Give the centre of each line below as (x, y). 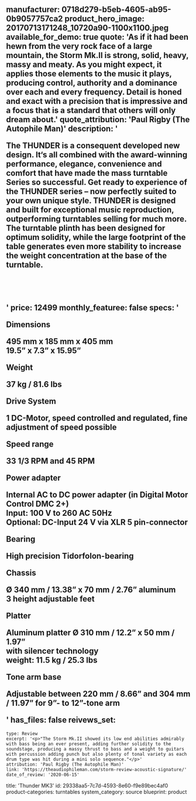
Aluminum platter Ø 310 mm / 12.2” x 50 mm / (90, 633)
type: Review (22, 734)
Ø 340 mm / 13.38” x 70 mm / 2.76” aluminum (91, 590)
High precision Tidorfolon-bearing (70, 556)
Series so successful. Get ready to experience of (97, 182)
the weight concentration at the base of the (87, 256)
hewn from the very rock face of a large (79, 46)
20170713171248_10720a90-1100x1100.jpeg (87, 28)
